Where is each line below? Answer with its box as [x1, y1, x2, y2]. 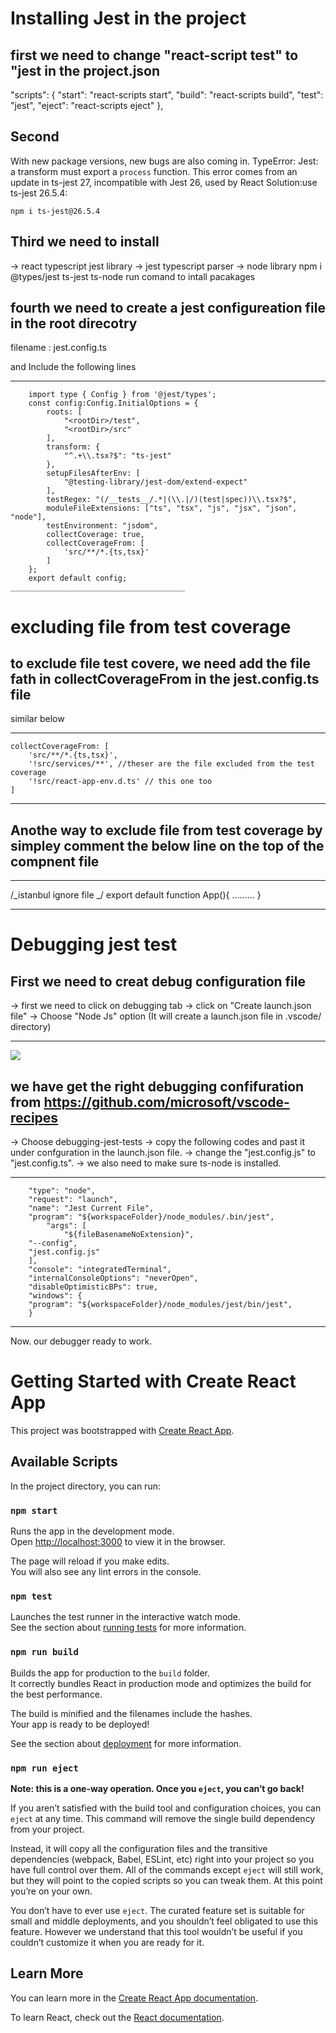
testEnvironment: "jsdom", [46, 521, 159, 531]
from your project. [10, 1823, 85, 1835]
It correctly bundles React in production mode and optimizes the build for [10, 1677, 312, 1689]
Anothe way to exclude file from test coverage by [10, 822, 323, 839]
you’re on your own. [10, 1885, 93, 1897]
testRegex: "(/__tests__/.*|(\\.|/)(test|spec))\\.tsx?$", [46, 495, 298, 505]
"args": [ [46, 1221, 87, 1231]
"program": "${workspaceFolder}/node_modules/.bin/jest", [28, 1212, 275, 1222]
